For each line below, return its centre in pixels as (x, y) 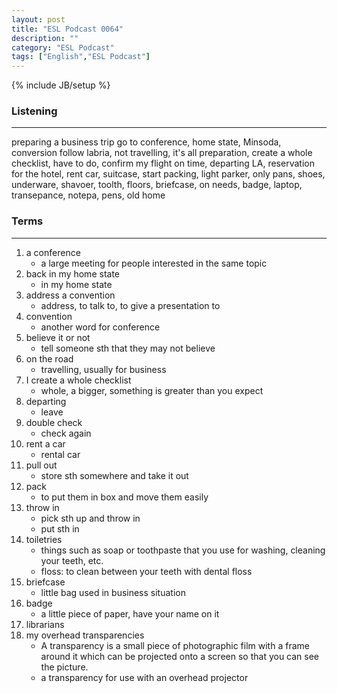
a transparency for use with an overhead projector (144, 677)
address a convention (70, 295)
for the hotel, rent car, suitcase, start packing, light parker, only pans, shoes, (168, 174)
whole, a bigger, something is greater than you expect (152, 390)
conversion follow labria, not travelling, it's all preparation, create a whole (162, 153)
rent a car (45, 443)
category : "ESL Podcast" (63, 47)
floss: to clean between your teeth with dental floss (146, 571)
